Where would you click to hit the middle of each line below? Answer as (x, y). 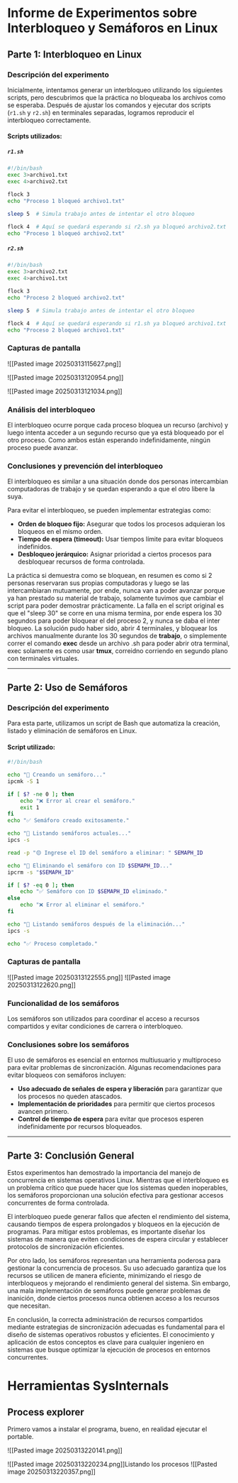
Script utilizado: (31, 747)
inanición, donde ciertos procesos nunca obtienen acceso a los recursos (113, 1298)
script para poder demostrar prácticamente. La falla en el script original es (116, 606)
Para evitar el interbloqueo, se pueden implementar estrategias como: (109, 510)
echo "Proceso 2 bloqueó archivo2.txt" (66, 297)
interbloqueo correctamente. (49, 120)
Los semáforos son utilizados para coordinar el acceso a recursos (103, 1019)
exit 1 (30, 807)
